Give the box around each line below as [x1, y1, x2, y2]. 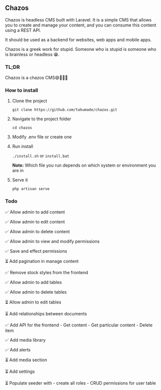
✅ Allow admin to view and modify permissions [5, 238, 100, 244]
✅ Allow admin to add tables [5, 279, 62, 285]
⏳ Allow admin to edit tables [5, 299, 61, 305]
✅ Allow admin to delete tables [5, 289, 67, 295]
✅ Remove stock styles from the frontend [5, 269, 88, 275]
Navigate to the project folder [12, 116, 72, 122]
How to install [5, 87, 38, 94]
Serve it [12, 177, 28, 183]
